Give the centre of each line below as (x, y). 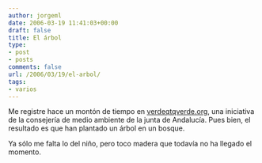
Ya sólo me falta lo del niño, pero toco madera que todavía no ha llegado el (130, 144)
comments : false (35, 67)
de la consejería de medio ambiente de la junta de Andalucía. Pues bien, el (129, 120)
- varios (23, 89)
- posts (21, 60)
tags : (17, 81)
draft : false (30, 30)
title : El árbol (35, 38)
